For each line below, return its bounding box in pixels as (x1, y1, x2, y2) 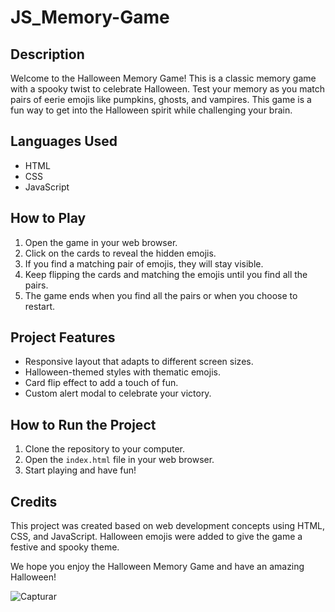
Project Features (10, 329, 116, 346)
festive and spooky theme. (10, 541, 120, 553)
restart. (24, 300, 55, 312)
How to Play (10, 210, 87, 227)
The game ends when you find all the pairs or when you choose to (24, 289, 298, 301)
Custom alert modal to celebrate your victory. (24, 387, 212, 400)
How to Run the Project (10, 416, 157, 433)
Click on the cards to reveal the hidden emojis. (24, 247, 217, 259)
